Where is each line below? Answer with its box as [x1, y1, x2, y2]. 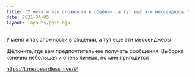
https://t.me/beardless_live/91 [6, 65, 79, 73]
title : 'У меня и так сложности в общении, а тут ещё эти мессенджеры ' [6, 8, 190, 15]
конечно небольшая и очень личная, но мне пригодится [6, 54, 149, 61]
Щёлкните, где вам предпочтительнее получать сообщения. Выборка [6, 48, 184, 55]
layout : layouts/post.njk [6, 20, 70, 26]
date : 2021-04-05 [6, 14, 49, 20]
